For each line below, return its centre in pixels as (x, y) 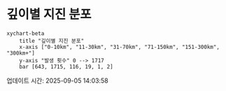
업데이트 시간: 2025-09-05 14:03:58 (58, 80)
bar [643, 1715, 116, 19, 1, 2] (66, 66)
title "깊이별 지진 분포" (52, 41)
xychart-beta (26, 33)
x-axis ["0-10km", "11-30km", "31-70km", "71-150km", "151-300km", (119, 47)
